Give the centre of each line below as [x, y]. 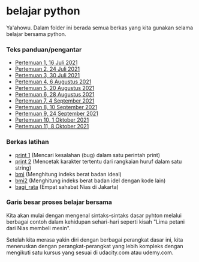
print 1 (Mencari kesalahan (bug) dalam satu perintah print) [88, 155]
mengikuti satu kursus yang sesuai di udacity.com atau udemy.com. [90, 252]
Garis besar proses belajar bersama [59, 202]
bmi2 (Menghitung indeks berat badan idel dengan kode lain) [90, 180]
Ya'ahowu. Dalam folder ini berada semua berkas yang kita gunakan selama [100, 28]
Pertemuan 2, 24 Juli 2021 [47, 69]
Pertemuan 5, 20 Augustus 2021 [55, 88]
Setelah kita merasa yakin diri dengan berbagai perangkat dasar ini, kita [95, 240]
